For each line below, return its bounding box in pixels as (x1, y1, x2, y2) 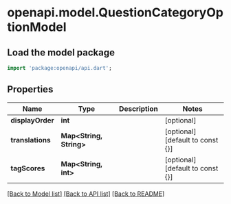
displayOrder (10, 115, 55, 125)
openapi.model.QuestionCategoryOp (7, 5, 223, 21)
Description (119, 104, 158, 114)
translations (10, 135, 51, 144)
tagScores (10, 163, 45, 173)
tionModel (7, 19, 67, 35)
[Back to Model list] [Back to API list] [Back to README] (7, 190, 165, 198)
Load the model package (7, 47, 115, 58)
